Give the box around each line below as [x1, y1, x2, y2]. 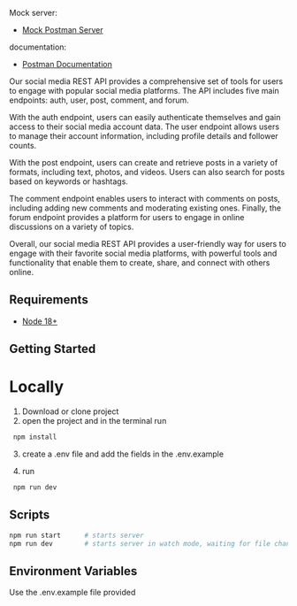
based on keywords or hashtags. [9, 176, 128, 187]
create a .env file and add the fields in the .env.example [21, 449, 224, 459]
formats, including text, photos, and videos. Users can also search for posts [9, 167, 286, 177]
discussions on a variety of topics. [9, 221, 134, 232]
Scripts [9, 508, 50, 523]
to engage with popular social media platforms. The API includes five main [9, 86, 280, 96]
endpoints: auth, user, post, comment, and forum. [9, 95, 190, 105]
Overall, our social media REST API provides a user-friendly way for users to [9, 239, 287, 249]
